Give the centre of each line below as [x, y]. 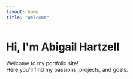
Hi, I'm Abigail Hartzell [63, 47]
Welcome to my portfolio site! [43, 63]
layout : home [22, 12]
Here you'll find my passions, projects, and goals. [67, 70]
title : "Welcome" [28, 17]
